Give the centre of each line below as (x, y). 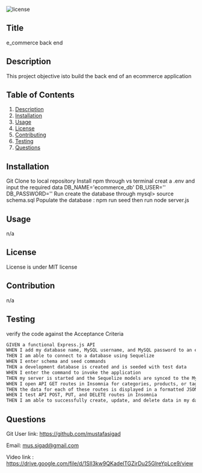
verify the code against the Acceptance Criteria (65, 334)
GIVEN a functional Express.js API (51, 345)
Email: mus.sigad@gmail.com (43, 445)
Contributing (30, 135)
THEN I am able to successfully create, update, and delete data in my (98, 401)
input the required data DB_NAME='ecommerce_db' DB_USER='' (86, 188)
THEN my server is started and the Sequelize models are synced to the (98, 378)
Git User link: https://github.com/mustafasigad (64, 433)
